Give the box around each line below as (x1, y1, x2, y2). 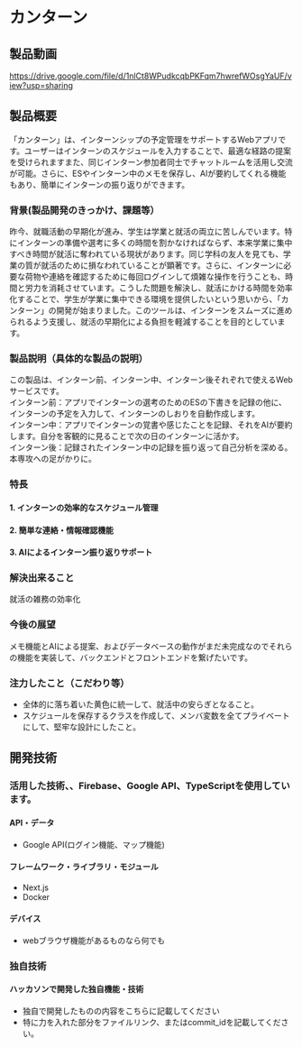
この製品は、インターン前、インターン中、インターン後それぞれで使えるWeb (9, 374, 293, 385)
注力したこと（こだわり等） (9, 676, 130, 689)
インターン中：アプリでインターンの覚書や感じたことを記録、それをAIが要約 (9, 419, 293, 430)
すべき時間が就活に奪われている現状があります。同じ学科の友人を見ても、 (9, 249, 284, 260)
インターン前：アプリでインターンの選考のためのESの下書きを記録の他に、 (9, 397, 287, 408)
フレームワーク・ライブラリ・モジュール (9, 861, 160, 872)
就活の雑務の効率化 (9, 593, 81, 604)
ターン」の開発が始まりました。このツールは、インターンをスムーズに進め (16, 305, 293, 316)
